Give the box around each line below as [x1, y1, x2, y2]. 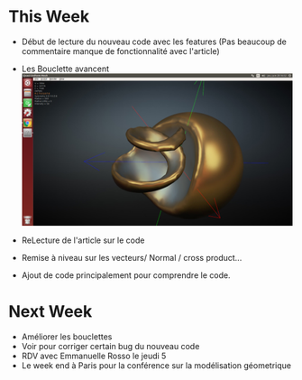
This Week [8, 6, 90, 27]
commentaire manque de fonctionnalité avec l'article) [21, 45, 220, 56]
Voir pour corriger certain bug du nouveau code [21, 340, 200, 351]
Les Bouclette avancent [21, 63, 110, 74]
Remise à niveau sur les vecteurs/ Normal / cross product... [21, 253, 243, 264]
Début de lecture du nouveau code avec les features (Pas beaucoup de [21, 36, 288, 47]
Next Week [8, 301, 93, 322]
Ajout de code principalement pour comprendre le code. [21, 270, 231, 281]
